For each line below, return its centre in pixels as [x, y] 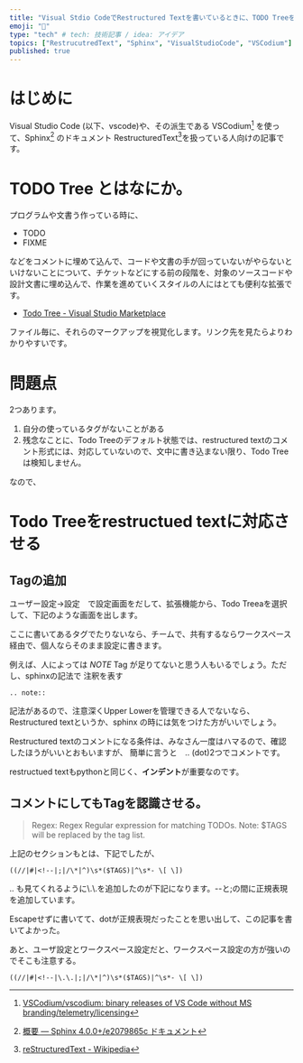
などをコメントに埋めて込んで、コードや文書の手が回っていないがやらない [147, 262]
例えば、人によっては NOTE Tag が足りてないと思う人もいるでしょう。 [141, 665]
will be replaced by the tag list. [88, 835]
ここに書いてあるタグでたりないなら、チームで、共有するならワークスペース [151, 634]
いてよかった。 [37, 930]
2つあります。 [35, 410]
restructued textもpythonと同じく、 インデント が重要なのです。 [127, 772]
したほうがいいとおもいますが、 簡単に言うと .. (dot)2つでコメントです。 [147, 753]
